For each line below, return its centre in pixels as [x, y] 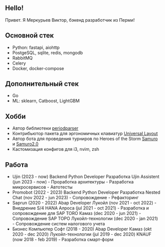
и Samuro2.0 [25, 144]
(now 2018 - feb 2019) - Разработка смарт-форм [63, 240]
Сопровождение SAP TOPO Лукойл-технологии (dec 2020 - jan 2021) [85, 218]
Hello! [14, 8]
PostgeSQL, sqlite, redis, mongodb [48, 53]
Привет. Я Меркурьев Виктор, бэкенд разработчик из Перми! [70, 20]
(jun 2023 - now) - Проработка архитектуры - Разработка [73, 182]
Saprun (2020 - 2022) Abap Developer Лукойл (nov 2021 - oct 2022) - [84, 203]
